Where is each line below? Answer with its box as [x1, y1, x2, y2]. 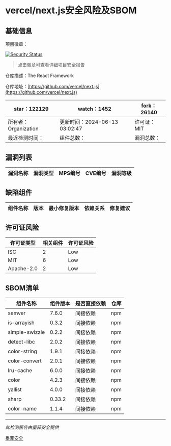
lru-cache [8, 367, 32, 374]
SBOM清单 [5, 283, 39, 292]
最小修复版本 [48, 204, 80, 212]
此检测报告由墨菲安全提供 [5, 424, 59, 431]
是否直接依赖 [75, 300, 106, 307]
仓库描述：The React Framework [5, 72, 74, 78]
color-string [8, 348, 37, 355]
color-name [8, 405, 37, 412]
